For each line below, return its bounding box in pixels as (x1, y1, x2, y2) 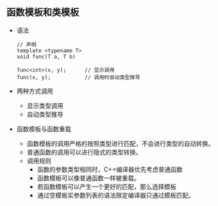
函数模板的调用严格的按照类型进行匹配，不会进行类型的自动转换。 (26, 139, 215, 147)
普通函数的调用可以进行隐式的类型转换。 (26, 147, 142, 156)
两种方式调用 (16, 87, 53, 95)
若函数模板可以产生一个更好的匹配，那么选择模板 (37, 182, 177, 191)
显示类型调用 (26, 101, 63, 110)
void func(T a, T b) (16, 53, 76, 60)
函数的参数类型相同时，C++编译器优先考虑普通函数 (37, 165, 184, 174)
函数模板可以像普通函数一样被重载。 (37, 174, 141, 182)
